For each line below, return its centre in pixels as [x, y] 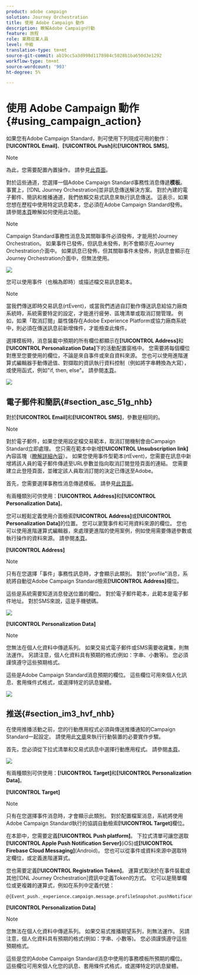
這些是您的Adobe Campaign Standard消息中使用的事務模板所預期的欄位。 [96, 958]
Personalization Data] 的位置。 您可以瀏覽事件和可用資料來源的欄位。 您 [94, 523]
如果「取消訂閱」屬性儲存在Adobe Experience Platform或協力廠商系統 [101, 321]
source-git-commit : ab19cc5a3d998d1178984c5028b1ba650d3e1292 [84, 56]
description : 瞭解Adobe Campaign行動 [51, 28]
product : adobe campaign [37, 12]
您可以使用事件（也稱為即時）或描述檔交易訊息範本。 [71, 282]
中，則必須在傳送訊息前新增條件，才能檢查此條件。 [68, 328]
